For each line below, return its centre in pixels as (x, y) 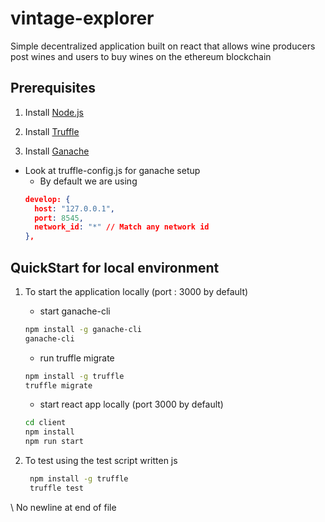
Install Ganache (57, 151)
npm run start (54, 442)
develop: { (47, 199)
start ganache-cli (75, 311)
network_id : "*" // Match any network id (122, 227)
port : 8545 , (59, 218)
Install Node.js (54, 112)
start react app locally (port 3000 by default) (131, 404)
